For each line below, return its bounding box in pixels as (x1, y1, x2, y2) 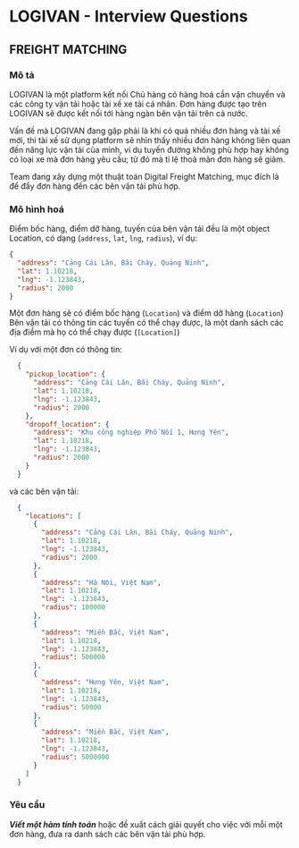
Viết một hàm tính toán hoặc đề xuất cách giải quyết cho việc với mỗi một (9, 818, 283, 829)
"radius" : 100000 (41, 603, 105, 612)
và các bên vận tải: (9, 486, 79, 496)
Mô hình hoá (9, 203, 64, 216)
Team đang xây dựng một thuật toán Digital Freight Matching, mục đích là (9, 171, 279, 182)
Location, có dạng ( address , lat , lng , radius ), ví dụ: (9, 233, 198, 243)
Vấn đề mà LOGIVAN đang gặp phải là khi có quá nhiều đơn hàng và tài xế (9, 125, 281, 136)
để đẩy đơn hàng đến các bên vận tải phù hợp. (9, 181, 181, 191)
